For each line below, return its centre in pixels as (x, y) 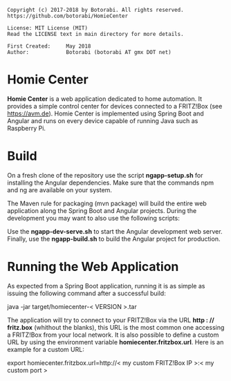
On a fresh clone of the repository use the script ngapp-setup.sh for (105, 175)
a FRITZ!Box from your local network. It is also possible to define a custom (113, 335)
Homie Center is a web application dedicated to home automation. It (105, 99)
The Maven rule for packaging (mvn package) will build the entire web (107, 203)
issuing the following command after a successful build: (86, 293)
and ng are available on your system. (60, 189)
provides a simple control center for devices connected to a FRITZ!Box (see (115, 106)
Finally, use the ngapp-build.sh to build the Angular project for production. (114, 239)
